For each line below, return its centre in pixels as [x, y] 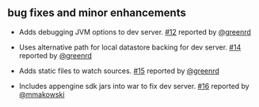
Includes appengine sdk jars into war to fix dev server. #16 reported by [134, 86]
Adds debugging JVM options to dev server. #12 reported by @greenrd [135, 31]
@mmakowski [42, 94]
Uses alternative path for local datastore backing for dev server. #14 [130, 47]
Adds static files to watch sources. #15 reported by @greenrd [119, 71]
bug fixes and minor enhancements [97, 13]
